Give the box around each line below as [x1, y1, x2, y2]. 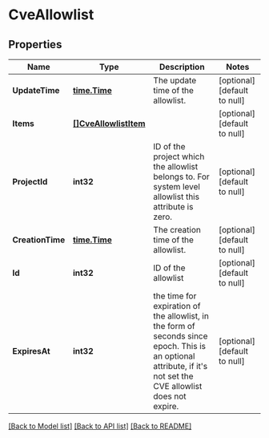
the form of [153, 321, 196, 331]
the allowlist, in [153, 310, 210, 322]
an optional [153, 351, 195, 362]
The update [153, 75, 197, 86]
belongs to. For [153, 171, 210, 182]
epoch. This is [153, 341, 207, 351]
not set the [153, 371, 194, 382]
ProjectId [12, 176, 48, 187]
